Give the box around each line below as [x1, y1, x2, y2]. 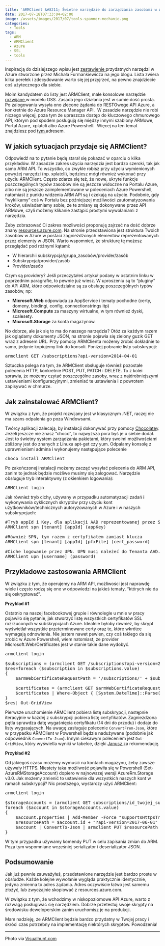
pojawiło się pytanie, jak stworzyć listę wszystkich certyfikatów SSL [5, 615, 142, 621]
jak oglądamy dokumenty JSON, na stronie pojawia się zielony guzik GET [5, 334, 153, 339]
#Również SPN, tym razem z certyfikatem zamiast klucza [5, 534, 142, 539]
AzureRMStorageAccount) [5, 770, 58, 776]
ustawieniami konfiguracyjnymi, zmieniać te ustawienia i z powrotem [5, 378, 144, 384]
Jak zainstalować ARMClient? [5, 397, 98, 406]
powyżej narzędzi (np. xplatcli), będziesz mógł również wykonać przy [5, 171, 146, 177]
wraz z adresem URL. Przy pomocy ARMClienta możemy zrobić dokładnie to [5, 338, 160, 344]
